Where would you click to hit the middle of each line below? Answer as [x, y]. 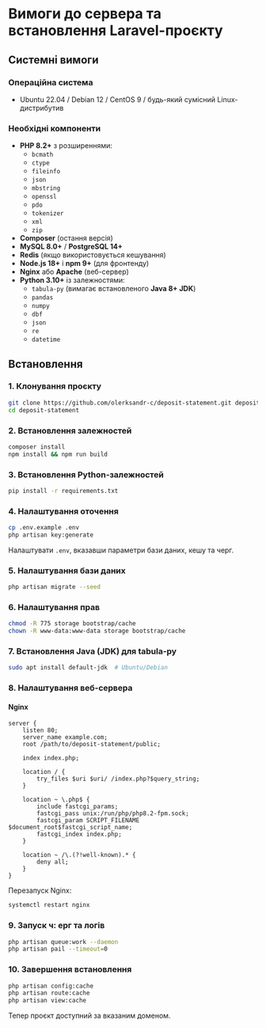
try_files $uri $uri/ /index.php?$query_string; [118, 779]
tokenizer [48, 214]
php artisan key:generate [51, 535]
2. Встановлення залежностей [70, 431]
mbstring [46, 188]
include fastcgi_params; [78, 807]
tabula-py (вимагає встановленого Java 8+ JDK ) [114, 289]
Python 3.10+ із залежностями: [72, 280]
